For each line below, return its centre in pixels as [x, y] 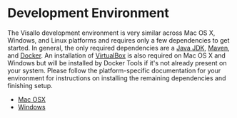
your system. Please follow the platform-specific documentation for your [114, 70]
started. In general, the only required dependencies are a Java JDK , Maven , [118, 48]
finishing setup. [30, 85]
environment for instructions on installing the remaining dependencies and [117, 78]
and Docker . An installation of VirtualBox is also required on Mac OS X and [117, 55]
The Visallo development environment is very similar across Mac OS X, [111, 33]
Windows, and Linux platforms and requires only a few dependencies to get [118, 40]
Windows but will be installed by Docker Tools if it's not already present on [117, 63]
